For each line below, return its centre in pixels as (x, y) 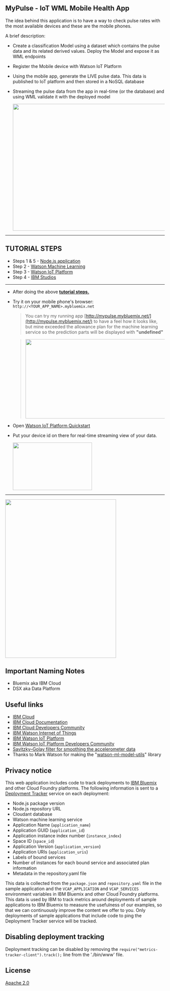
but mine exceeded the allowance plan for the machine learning (92, 326)
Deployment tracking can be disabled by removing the (62, 949)
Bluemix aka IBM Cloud (37, 683)
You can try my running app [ (55, 316)
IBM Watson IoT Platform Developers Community (63, 744)
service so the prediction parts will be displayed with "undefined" (94, 332)
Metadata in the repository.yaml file (50, 874)
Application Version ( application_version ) (57, 846)
